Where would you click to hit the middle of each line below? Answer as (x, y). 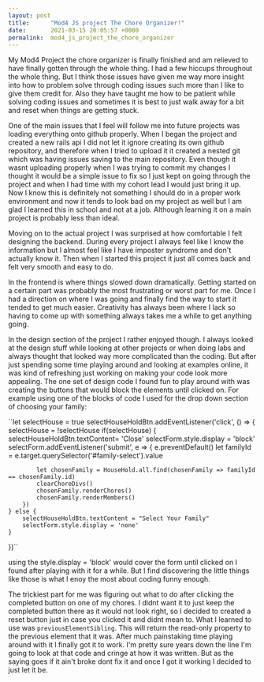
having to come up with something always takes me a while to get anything (130, 316)
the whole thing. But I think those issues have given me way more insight (126, 77)
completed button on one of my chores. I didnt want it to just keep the (121, 603)
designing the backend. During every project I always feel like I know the (126, 242)
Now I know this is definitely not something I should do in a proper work (125, 193)
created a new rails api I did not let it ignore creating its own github (116, 142)
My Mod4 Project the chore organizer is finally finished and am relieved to (128, 60)
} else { (22, 512)
